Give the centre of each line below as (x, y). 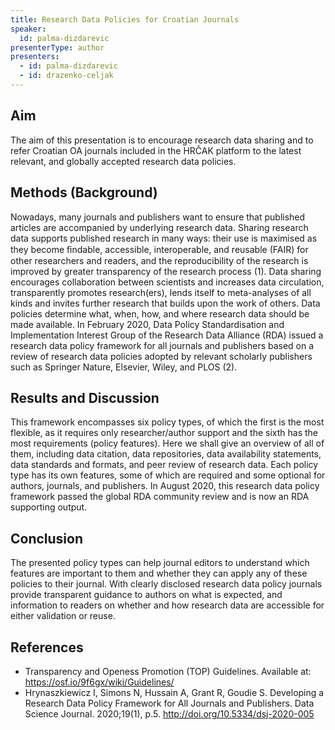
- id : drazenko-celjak (66, 76)
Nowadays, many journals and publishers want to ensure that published (158, 217)
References (47, 647)
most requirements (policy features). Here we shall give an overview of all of (167, 443)
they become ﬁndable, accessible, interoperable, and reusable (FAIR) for (159, 249)
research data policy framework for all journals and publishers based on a (162, 345)
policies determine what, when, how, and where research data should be (160, 313)
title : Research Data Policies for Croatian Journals (125, 19)
